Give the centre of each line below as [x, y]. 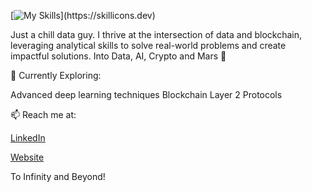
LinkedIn [28, 138]
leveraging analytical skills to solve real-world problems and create [148, 45]
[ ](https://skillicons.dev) [83, 15]
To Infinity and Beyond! [58, 176]
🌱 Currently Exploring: [56, 75]
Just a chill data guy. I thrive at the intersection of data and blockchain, [156, 34]
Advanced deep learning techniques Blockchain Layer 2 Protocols [146, 94]
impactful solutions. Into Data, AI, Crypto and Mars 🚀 [118, 56]
